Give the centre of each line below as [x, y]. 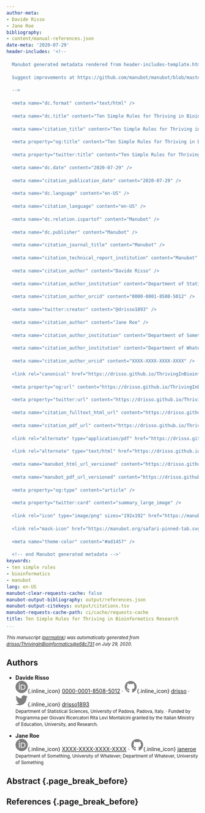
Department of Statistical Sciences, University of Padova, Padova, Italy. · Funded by [103, 711]
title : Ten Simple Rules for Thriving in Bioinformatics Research [92, 619]
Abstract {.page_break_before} [67, 782]
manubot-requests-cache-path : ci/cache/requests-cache [77, 613]
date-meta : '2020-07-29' [38, 45]
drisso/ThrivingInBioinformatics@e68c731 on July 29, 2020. [69, 644]
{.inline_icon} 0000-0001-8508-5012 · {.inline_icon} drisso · [109, 691]
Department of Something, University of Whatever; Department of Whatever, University [106, 756]
